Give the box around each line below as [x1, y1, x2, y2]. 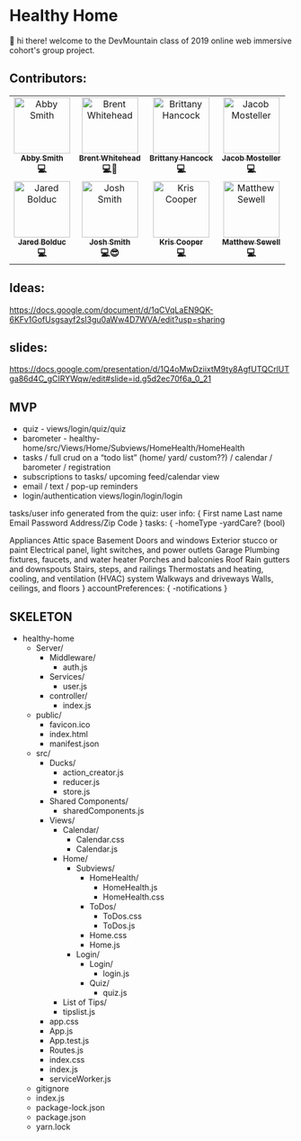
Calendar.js [75, 844, 119, 854]
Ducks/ [49, 758, 76, 768]
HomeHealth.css [102, 891, 164, 902]
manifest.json [49, 738, 100, 749]
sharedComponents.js [62, 806, 145, 816]
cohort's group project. [9, 44, 95, 55]
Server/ [35, 643, 64, 653]
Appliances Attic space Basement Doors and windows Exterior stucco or [9, 535, 279, 546]
